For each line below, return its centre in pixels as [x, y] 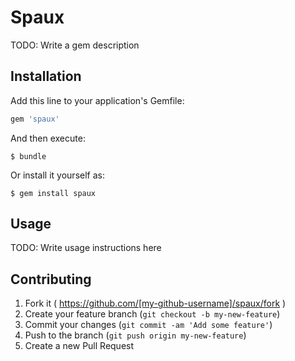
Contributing [51, 279]
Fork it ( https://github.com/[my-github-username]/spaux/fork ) [155, 303]
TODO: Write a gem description [75, 45]
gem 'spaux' [35, 119]
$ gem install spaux [53, 193]
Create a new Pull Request [79, 346]
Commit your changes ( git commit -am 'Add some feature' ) [148, 325]
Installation [46, 76]
